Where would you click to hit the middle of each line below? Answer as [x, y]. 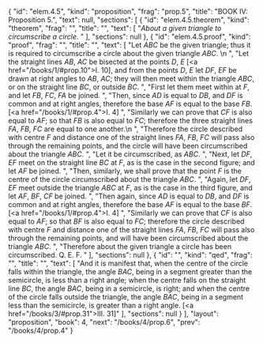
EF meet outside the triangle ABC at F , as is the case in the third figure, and [130, 188]
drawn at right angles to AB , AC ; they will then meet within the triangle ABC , [131, 79]
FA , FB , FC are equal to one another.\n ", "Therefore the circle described [126, 129]
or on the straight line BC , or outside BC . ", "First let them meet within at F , [129, 87]
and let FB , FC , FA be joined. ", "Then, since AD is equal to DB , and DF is [126, 95]
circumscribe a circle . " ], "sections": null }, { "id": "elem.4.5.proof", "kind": [130, 36]
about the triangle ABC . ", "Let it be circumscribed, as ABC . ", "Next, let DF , [130, 154]
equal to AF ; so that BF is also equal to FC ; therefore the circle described [126, 221]
